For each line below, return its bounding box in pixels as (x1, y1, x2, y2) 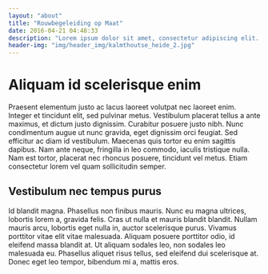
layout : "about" (8, 11, 62, 20)
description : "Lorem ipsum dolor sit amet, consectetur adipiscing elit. (8, 34, 260, 42)
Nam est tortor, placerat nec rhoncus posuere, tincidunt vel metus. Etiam (8, 153, 248, 163)
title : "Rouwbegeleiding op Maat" (8, 19, 124, 27)
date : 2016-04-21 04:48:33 (8, 26, 98, 34)
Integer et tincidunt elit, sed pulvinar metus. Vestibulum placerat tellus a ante (8, 111, 262, 121)
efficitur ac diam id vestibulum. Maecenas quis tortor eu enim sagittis (8, 137, 236, 146)
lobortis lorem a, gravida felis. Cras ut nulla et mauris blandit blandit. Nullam (8, 214, 258, 224)
